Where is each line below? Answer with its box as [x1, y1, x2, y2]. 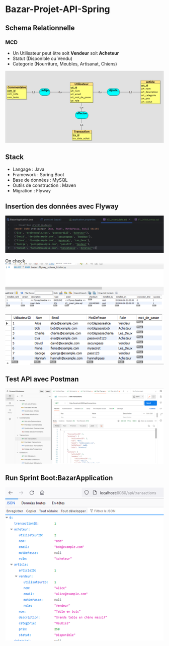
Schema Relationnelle [5, 24, 75, 32]
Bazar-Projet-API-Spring [5, 4, 111, 15]
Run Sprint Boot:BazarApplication [5, 473, 113, 482]
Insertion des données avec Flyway [5, 202, 119, 210]
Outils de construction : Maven [12, 182, 76, 188]
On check [5, 258, 26, 264]
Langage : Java [12, 166, 45, 172]
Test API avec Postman [5, 375, 79, 383]
